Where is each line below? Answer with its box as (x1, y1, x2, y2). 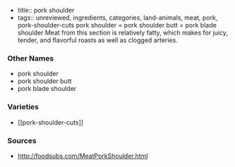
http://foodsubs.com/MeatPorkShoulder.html (17, 151, 148, 160)
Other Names (7, 53, 54, 63)
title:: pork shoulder (17, 6, 75, 14)
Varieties (7, 102, 39, 112)
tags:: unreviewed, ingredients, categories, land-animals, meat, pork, (17, 13, 218, 22)
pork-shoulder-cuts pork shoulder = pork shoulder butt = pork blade (17, 21, 217, 29)
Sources (7, 135, 37, 145)
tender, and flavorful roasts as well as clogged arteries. (17, 36, 178, 44)
